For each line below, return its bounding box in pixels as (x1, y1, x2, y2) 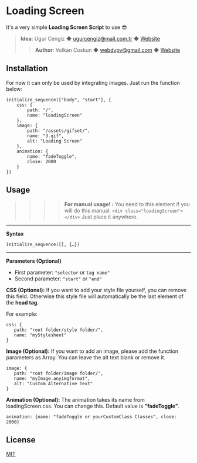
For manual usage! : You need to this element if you (64, 200, 190, 207)
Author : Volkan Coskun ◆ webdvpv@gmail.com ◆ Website (35, 46, 181, 54)
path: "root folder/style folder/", (13, 327, 104, 333)
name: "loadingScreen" (27, 112, 83, 118)
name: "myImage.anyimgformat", (13, 375, 91, 381)
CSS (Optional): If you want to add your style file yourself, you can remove (6, 286, 186, 293)
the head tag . (6, 299, 39, 306)
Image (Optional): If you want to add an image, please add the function (6, 348, 179, 355)
